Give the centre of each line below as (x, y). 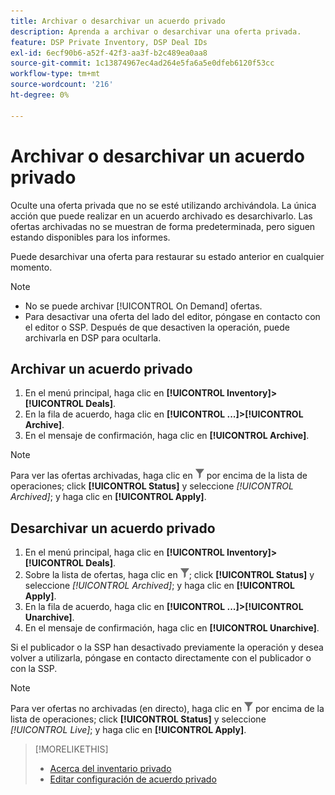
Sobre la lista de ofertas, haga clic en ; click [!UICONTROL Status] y (169, 575)
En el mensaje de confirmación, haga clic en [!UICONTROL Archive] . (167, 436)
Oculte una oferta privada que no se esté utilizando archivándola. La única (163, 205)
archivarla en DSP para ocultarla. (93, 337)
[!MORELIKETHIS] (71, 749)
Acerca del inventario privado (110, 769)
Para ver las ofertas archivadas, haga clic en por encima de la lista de (159, 476)
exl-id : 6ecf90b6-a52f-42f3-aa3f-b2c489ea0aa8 (109, 53)
